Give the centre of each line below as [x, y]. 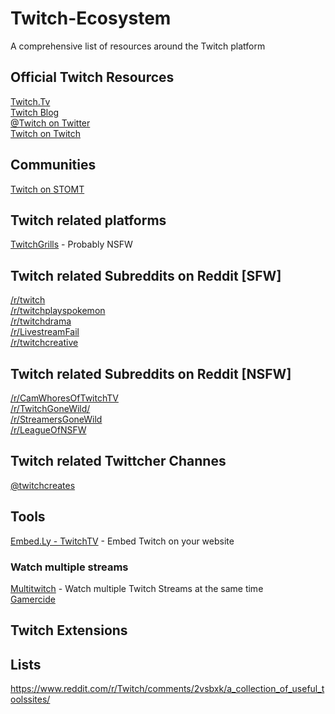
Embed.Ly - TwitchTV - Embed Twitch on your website [122, 541]
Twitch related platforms [88, 220]
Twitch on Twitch [45, 133]
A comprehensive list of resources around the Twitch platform [138, 46]
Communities [53, 165]
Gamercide [33, 599]
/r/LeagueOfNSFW [48, 430]
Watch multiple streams [69, 567]
